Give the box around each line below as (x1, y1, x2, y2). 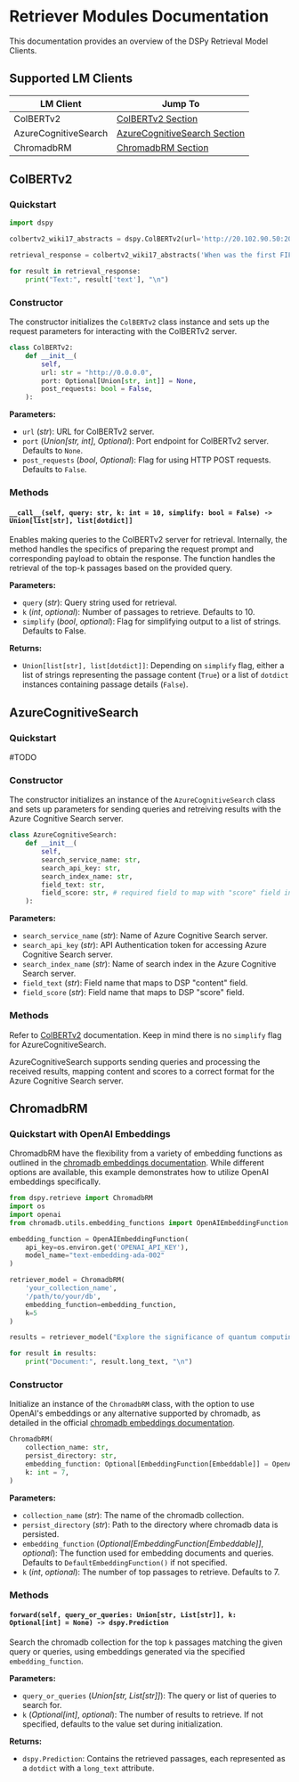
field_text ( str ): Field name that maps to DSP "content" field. (21, 977, 248, 988)
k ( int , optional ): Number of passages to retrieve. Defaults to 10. (21, 607, 255, 617)
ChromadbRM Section (117, 141, 209, 153)
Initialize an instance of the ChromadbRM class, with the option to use (9, 1399, 255, 1410)
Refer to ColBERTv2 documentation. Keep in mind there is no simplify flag (9, 1029, 282, 1040)
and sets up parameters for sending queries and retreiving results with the (9, 804, 282, 814)
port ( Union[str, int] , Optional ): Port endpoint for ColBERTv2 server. (21, 436, 270, 446)
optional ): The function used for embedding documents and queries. (21, 1548, 274, 1558)
